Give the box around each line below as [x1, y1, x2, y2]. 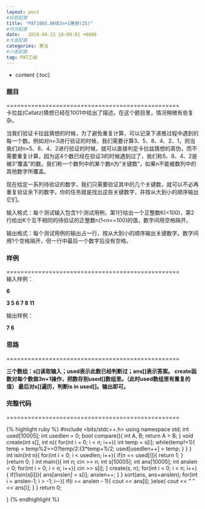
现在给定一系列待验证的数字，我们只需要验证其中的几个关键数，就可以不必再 [6, 181, 199, 188]
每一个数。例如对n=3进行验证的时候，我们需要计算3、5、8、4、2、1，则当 [6, 137, 196, 144]
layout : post [6, 9, 40, 15]
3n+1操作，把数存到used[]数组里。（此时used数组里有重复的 [38, 375, 191, 382]
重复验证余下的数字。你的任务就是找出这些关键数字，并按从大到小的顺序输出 [6, 188, 199, 195]
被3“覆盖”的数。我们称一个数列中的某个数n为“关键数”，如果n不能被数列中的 [6, 160, 196, 167]
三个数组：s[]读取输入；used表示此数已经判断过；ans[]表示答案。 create [6, 367, 192, 375]
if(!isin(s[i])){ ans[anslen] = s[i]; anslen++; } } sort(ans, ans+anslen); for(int [10, 471, 198, 478]
